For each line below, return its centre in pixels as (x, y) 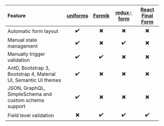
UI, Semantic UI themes (34, 80)
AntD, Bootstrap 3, (29, 68)
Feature (17, 16)
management (23, 46)
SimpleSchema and (30, 94)
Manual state (22, 40)
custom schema (26, 100)
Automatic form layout (33, 31)
